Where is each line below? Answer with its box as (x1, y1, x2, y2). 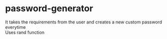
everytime (5, 24, 26, 30)
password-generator (5, 3, 93, 14)
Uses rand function (5, 29, 45, 35)
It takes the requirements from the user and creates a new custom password (5, 19, 163, 25)
